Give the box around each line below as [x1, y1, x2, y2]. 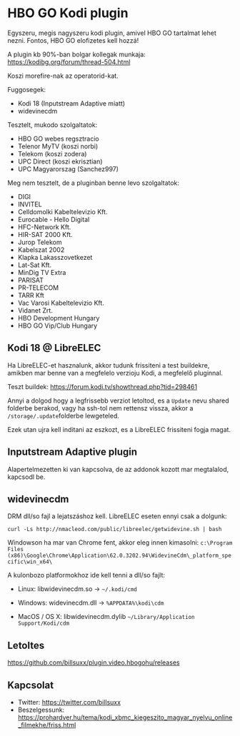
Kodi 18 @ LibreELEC [7, 342, 101, 354]
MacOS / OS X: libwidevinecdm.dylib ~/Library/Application [17, 613, 195, 621]
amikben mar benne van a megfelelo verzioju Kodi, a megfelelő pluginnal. [7, 368, 224, 377]
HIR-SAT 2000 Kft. [17, 230, 73, 238]
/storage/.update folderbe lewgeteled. [7, 411, 120, 420]
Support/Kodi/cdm [17, 620, 70, 627]
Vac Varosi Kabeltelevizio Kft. [17, 298, 105, 307]
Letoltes [7, 639, 45, 651]
